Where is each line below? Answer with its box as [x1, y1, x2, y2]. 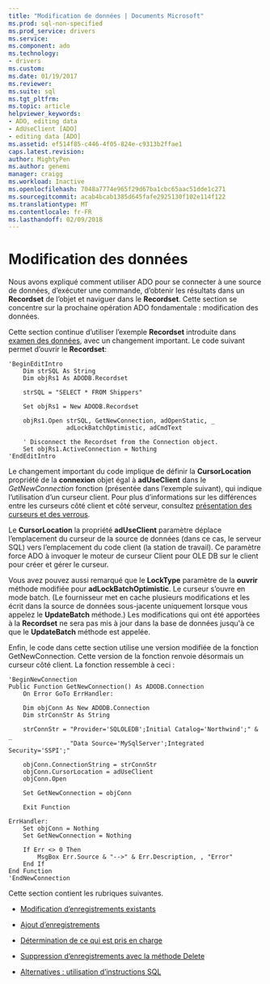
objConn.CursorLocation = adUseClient [23, 768, 154, 777]
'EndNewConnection [8, 875, 70, 883]
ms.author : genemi [8, 163, 70, 171]
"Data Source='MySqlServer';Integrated [70, 739, 205, 748]
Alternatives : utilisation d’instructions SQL [19, 967, 162, 977]
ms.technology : [8, 49, 60, 58]
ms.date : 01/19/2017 [8, 72, 78, 80]
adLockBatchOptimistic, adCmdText [65, 424, 183, 432]
